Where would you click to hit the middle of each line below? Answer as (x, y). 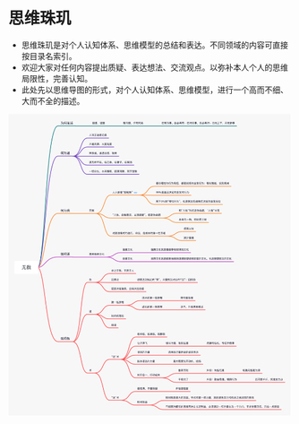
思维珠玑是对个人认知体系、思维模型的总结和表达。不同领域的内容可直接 (154, 45)
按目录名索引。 (49, 56)
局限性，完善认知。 (57, 78)
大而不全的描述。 (53, 100)
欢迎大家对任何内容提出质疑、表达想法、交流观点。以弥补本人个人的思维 (154, 67)
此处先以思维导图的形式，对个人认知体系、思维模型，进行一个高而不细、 (154, 90)
